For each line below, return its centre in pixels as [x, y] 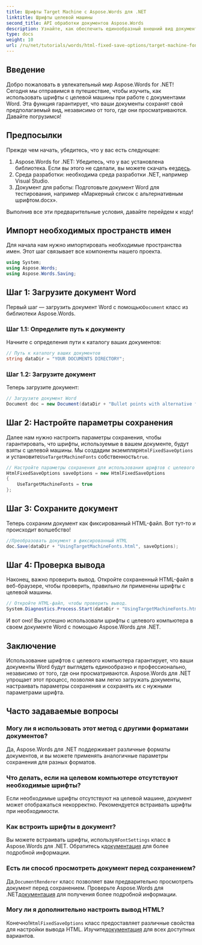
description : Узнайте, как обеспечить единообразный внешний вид [90, 29]
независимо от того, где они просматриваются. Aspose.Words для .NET [99, 673]
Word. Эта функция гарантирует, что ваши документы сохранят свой [95, 104]
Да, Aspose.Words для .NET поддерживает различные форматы [88, 749]
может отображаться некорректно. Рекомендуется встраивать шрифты [99, 805]
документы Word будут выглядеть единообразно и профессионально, [96, 667]
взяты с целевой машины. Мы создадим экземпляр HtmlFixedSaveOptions [100, 450]
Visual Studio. [32, 181]
